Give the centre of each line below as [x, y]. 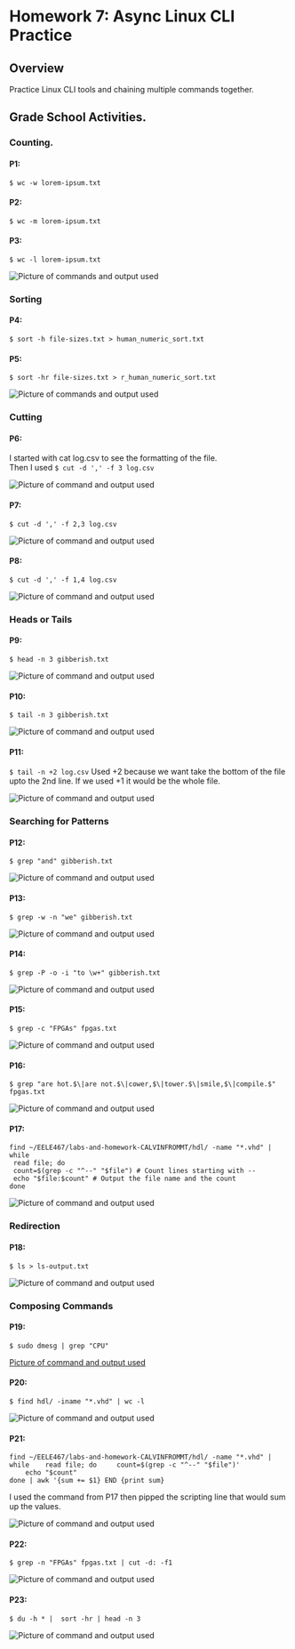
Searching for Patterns [59, 822]
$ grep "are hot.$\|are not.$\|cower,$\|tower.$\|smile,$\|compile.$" [143, 1084]
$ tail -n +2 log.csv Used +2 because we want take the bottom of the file [147, 772]
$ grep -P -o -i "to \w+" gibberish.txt [85, 973]
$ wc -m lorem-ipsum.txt [55, 221]
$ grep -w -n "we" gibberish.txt [71, 917]
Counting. [31, 142]
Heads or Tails [41, 619]
